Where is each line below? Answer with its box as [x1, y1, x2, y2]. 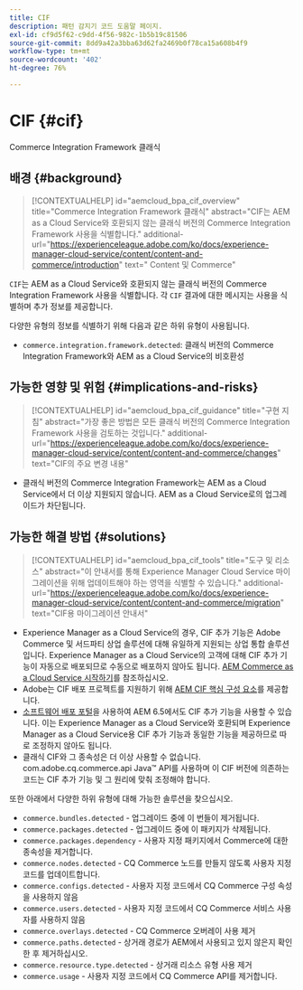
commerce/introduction [31, 259, 120, 269]
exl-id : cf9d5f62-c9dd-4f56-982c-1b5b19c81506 [9, 30, 188, 39]
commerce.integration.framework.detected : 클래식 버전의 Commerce [22, 339, 274, 350]
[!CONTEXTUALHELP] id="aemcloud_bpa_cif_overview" [31, 195, 241, 206]
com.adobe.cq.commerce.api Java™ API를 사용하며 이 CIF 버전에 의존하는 [22, 763, 290, 774]
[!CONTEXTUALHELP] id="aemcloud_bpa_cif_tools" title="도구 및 [31, 555, 273, 566]
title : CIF [9, 13, 50, 23]
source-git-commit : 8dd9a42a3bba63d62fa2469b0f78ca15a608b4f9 [9, 38, 248, 48]
